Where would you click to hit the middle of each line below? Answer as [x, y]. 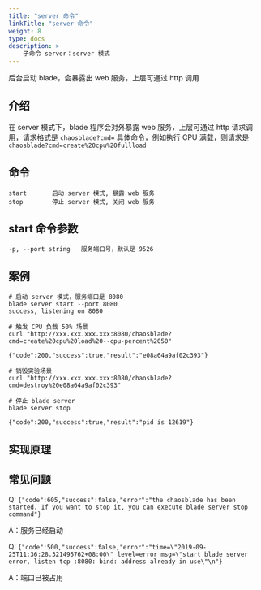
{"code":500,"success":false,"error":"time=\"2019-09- [112, 548]
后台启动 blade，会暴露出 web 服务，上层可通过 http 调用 [104, 78]
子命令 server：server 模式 [67, 54]
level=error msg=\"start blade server [183, 555]
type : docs [27, 39]
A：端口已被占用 [36, 578]
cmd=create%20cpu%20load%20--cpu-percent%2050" [90, 341]
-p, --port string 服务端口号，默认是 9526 [81, 249]
